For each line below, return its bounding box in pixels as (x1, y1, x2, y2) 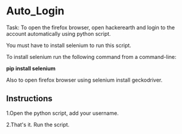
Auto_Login (6, 4, 64, 18)
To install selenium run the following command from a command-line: (6, 53, 177, 60)
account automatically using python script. (6, 30, 112, 37)
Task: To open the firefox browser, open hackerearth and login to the (6, 24, 175, 31)
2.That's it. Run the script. (6, 121, 70, 128)
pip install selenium (6, 64, 55, 72)
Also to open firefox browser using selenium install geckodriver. (6, 76, 163, 83)
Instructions (6, 94, 53, 104)
